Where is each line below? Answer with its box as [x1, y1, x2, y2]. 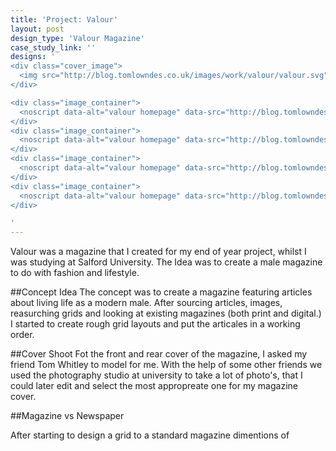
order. [10, 329, 35, 341]
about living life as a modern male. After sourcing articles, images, [10, 297, 283, 309]
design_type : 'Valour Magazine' [10, 33, 145, 43]
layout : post [10, 24, 65, 34]
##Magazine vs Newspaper [10, 410, 125, 422]
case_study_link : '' [10, 42, 97, 53]
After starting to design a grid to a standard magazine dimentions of [10, 429, 290, 441]
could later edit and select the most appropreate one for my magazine [10, 380, 298, 392]
